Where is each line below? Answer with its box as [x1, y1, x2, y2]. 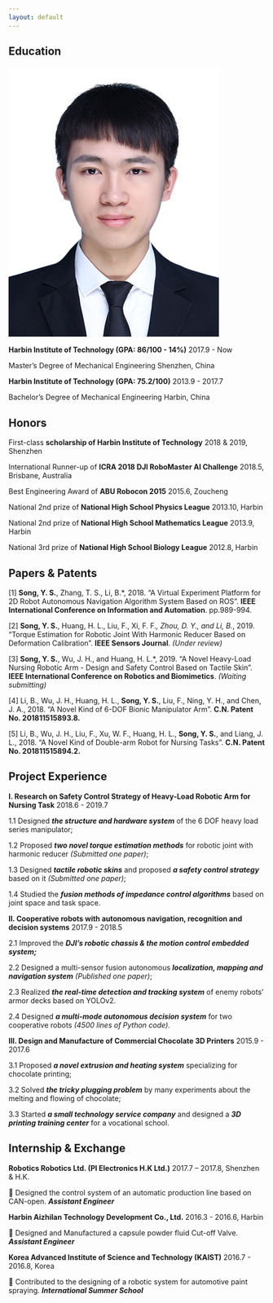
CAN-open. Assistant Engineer [8, 1196, 115, 1206]
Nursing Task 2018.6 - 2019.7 [8, 799, 108, 810]
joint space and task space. [8, 897, 101, 908]
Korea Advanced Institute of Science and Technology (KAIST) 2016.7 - [8, 1252, 251, 1262]
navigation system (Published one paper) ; [8, 971, 152, 981]
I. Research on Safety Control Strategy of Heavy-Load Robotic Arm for [8, 791, 251, 801]
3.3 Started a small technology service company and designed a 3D [8, 1109, 242, 1119]
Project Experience [8, 770, 108, 784]
